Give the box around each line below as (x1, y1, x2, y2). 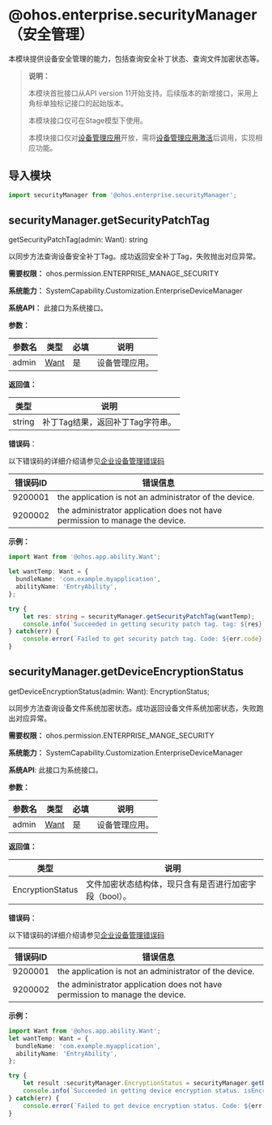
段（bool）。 (86, 890, 132, 901)
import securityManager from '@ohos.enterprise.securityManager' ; (8, 190, 237, 199)
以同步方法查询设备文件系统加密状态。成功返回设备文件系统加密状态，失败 (8, 703, 257, 712)
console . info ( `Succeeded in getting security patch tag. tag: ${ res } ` (23, 620, 266, 628)
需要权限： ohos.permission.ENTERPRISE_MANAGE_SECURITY (8, 269, 219, 279)
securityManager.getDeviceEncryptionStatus (8, 665, 244, 678)
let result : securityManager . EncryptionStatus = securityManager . (23, 1080, 252, 1088)
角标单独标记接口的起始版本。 (28, 98, 128, 108)
